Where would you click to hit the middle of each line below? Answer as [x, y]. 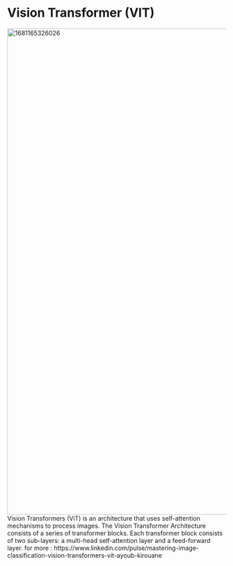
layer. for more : [30, 548]
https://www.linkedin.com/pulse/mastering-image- [127, 548]
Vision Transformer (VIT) [81, 13]
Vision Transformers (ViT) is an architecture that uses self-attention [104, 518]
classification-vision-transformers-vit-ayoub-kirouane [85, 555]
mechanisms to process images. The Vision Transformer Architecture [107, 526]
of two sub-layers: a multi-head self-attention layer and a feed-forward [109, 540]
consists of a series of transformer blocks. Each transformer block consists [115, 533]
